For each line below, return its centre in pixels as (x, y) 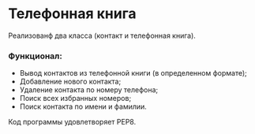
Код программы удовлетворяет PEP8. (72, 122)
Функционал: (36, 56)
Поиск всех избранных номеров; (75, 99)
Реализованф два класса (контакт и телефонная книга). (102, 35)
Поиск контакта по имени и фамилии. (83, 106)
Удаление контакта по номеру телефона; (89, 90)
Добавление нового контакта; (70, 82)
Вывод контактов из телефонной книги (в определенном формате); (133, 73)
